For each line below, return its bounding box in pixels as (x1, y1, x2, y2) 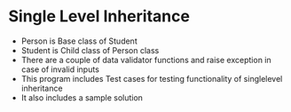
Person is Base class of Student (20, 36, 138, 46)
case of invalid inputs (20, 64, 99, 75)
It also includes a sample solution (20, 92, 144, 103)
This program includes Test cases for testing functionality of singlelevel (20, 73, 283, 84)
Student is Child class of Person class (20, 44, 160, 55)
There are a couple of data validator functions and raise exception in (20, 54, 271, 65)
